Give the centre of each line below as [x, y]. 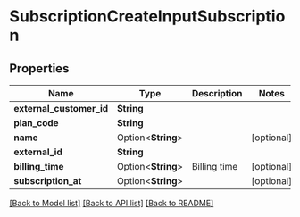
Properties [39, 68]
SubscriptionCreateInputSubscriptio [147, 17]
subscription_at [48, 181]
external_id [38, 152]
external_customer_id [61, 108]
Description [217, 93]
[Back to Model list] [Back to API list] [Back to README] [112, 203]
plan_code [37, 123]
